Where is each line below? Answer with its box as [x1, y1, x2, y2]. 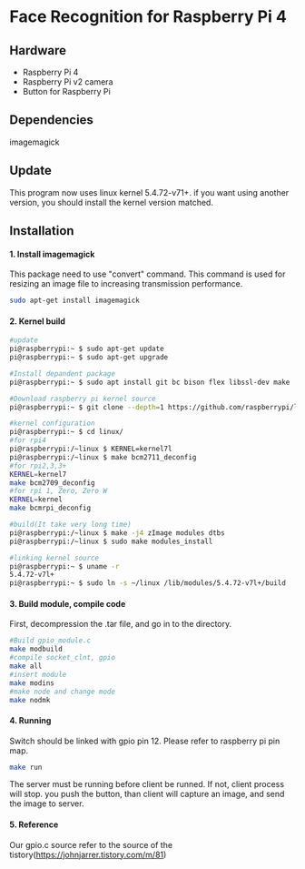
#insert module [9, 670, 67, 679]
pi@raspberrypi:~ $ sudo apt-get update [9, 344, 165, 354]
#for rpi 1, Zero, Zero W [9, 487, 107, 496]
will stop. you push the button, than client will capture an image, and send [9, 789, 285, 800]
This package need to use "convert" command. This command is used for [9, 268, 286, 279]
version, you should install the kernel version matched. [9, 197, 213, 207]
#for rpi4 [9, 436, 47, 445]
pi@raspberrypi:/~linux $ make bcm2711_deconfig [9, 452, 197, 461]
